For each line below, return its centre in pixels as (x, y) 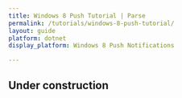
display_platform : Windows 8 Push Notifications (91, 46)
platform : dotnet (37, 38)
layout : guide (32, 31)
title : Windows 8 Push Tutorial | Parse (77, 16)
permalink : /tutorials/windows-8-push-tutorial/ (91, 23)
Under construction (58, 85)
